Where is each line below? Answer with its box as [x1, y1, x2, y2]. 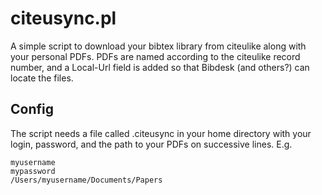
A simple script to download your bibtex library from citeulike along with [10, 40, 307, 52]
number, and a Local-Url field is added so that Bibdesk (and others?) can [10, 61, 310, 73]
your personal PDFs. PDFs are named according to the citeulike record [10, 50, 301, 62]
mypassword [10, 166, 56, 176]
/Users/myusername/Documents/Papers [10, 175, 163, 185]
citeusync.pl [10, 7, 117, 30]
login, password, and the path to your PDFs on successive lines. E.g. [10, 138, 293, 150]
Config [10, 101, 54, 118]
